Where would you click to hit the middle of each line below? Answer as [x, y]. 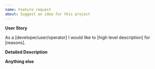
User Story [16, 28]
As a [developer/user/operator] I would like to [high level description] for [77, 37]
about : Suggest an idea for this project [48, 14]
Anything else [19, 61]
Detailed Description [26, 52]
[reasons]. [15, 42]
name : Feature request [28, 9]
